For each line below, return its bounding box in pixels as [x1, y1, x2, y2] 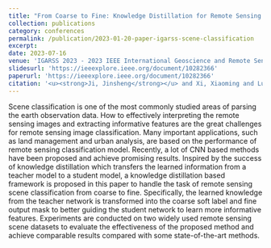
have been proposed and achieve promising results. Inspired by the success [8, 153, 262, 162]
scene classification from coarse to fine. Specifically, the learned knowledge [8, 187, 263, 197]
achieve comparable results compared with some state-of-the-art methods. [8, 230, 261, 240]
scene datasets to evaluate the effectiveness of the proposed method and [8, 221, 254, 231]
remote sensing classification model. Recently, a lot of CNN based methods [8, 145, 260, 154]
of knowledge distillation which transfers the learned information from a [8, 162, 247, 171]
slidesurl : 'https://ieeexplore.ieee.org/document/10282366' [8, 65, 219, 73]
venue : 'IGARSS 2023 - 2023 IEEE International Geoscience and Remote [8, 57, 251, 65]
